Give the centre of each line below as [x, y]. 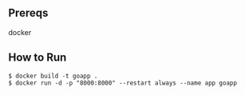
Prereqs [28, 13]
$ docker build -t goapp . [53, 76]
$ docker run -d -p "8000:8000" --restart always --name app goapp [123, 83]
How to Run [38, 58]
